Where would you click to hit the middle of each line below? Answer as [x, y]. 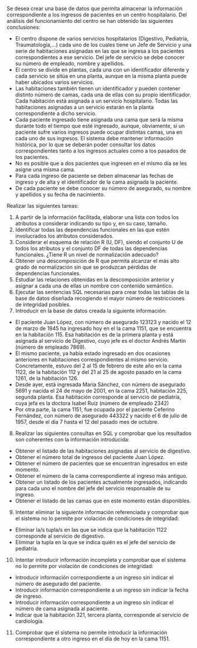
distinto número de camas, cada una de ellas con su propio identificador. [103, 95]
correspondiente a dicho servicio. [56, 113]
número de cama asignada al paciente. [62, 609]
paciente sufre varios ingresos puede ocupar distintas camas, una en [99, 132]
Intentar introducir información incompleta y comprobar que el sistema [101, 560]
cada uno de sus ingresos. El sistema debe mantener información [94, 138]
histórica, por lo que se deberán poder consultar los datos [85, 144]
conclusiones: [23, 27]
